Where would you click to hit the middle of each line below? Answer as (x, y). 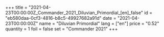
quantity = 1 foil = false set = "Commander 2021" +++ (62, 29)
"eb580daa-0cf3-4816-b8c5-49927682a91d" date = (61, 18)
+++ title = (17, 7)
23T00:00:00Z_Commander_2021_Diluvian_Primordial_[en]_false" (74, 13)
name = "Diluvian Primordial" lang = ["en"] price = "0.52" (99, 23)
